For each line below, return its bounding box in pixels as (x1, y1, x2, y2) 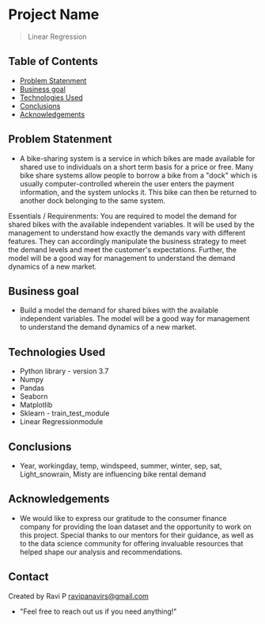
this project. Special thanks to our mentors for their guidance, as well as (19, 530, 255, 540)
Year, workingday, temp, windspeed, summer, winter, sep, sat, (19, 461, 222, 470)
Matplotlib (19, 400, 53, 410)
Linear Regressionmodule (19, 417, 104, 427)
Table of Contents (8, 55, 99, 68)
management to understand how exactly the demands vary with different (8, 228, 246, 237)
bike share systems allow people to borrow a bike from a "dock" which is (19, 170, 258, 180)
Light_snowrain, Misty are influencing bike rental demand (19, 469, 206, 479)
